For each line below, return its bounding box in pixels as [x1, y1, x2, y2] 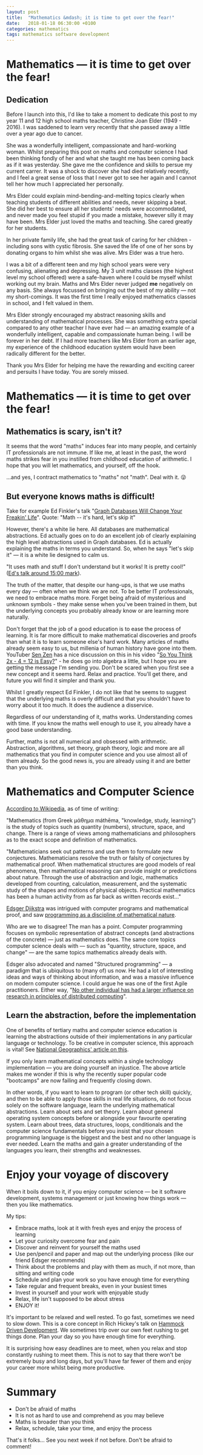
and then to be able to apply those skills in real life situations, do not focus [6, 1095, 191, 1102]
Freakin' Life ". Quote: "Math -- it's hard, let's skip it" [6, 513, 136, 521]
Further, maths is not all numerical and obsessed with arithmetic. [6, 738, 168, 745]
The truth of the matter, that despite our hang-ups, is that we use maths [6, 581, 185, 589]
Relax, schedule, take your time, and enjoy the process [15, 1424, 152, 1432]
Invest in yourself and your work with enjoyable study [15, 1289, 149, 1296]
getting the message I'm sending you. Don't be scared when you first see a [6, 664, 194, 671]
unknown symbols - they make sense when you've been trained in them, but [6, 600, 198, 607]
